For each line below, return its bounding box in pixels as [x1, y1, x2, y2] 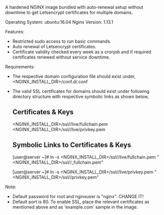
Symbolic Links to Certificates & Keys [12, 141, 132, 149]
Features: [5, 29, 25, 34]
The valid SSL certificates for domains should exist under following [12, 88, 150, 94]
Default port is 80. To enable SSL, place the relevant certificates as [12, 199, 150, 205]
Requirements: [5, 64, 35, 70]
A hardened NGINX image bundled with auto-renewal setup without [5, 4, 144, 10]
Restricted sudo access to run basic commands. [12, 38, 111, 44]
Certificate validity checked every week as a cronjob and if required [12, 49, 152, 55]
